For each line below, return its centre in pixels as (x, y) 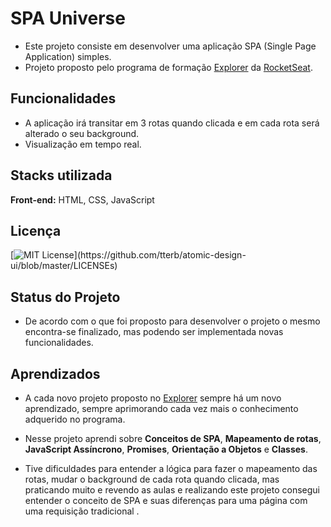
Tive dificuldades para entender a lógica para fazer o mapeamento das (171, 468)
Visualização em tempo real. (83, 144)
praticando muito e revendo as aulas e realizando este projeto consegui (172, 490)
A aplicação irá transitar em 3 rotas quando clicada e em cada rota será (172, 123)
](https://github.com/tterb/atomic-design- (160, 255)
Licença (36, 230)
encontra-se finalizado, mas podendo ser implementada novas (154, 332)
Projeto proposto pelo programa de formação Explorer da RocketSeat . (168, 67)
